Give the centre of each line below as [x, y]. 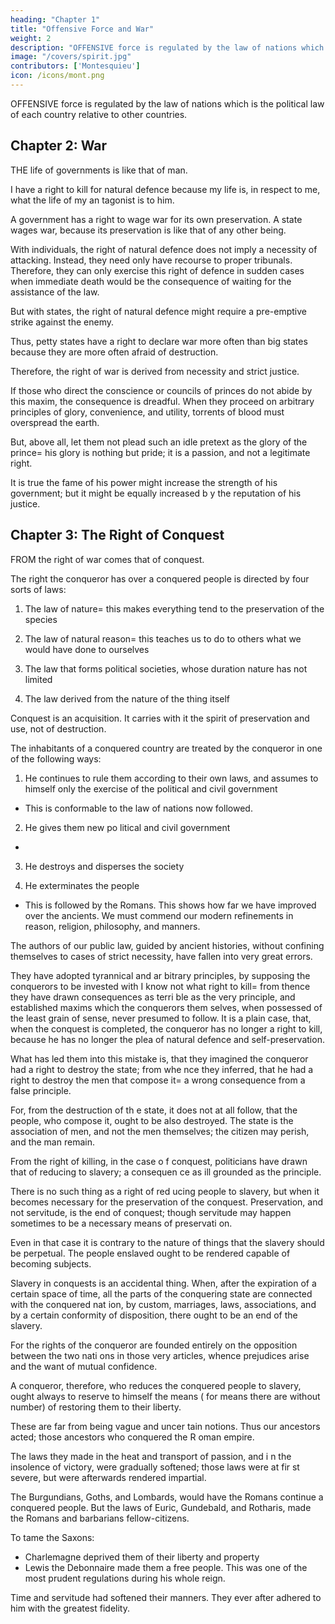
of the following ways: [56, 758]
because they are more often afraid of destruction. [114, 352]
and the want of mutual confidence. [84, 1366]
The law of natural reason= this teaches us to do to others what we [163, 638]
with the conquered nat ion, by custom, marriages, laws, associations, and [163, 1304]
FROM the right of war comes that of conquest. [107, 559]
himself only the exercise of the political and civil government [151, 788]
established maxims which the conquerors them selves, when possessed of [166, 1007]
